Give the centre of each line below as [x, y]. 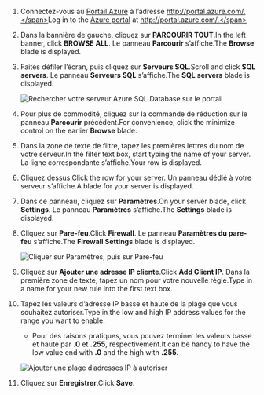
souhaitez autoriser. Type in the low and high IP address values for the [133, 312]
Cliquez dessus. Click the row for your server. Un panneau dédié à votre [136, 177]
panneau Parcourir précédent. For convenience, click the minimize [127, 122]
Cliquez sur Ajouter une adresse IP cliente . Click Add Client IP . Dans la [135, 272]
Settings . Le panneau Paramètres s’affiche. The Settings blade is [126, 210]
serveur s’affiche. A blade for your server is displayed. [107, 186]
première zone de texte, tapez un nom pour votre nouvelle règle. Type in [136, 280]
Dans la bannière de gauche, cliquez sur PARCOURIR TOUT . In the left [133, 35]
